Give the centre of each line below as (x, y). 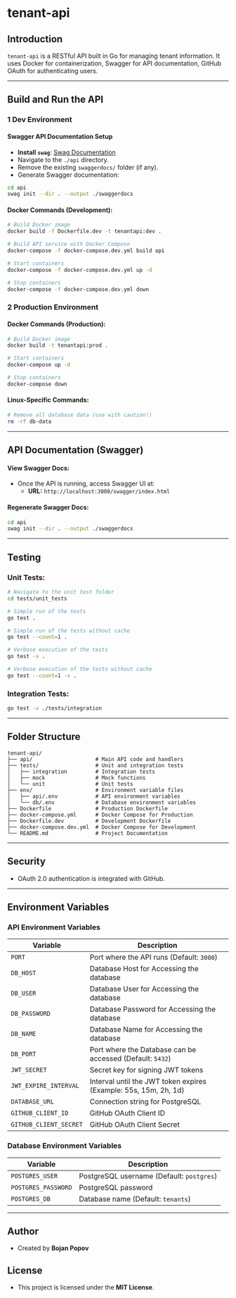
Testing (24, 557)
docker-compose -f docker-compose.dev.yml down (78, 289)
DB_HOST (24, 973)
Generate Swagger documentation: (68, 175)
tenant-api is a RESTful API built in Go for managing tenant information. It (113, 56)
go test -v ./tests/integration (54, 709)
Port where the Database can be (143, 1050)
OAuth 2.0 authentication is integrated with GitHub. (91, 878)
